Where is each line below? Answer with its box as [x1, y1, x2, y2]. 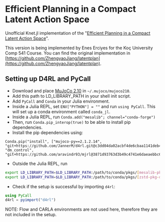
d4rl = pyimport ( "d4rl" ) [5, 197, 56, 202]
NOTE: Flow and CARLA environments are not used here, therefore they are [5, 206, 158, 212]
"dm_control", [5, 147, 34, 153]
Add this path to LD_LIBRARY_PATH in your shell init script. [12, 93, 131, 99]
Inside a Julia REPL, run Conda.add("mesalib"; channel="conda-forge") [12, 114, 156, 120]
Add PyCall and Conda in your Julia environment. [12, 98, 110, 104]
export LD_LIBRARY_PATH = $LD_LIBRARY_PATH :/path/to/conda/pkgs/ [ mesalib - [5, 170, 157, 175]
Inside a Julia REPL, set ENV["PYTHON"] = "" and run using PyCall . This [12, 103, 156, 109]
